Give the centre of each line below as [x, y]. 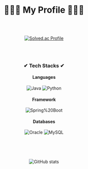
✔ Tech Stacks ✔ [44, 66]
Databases [44, 121]
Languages [44, 77]
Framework [44, 99]
